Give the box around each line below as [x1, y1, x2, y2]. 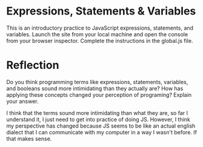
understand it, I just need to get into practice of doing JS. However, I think [6, 116, 191, 123]
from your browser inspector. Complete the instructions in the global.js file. [6, 37, 193, 44]
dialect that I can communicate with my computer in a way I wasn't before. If [6, 128, 197, 136]
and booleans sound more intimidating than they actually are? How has [6, 85, 184, 92]
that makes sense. [6, 135, 52, 142]
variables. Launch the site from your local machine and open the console [6, 30, 188, 38]
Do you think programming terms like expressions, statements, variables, [6, 78, 188, 85]
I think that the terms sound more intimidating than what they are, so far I [6, 109, 188, 116]
